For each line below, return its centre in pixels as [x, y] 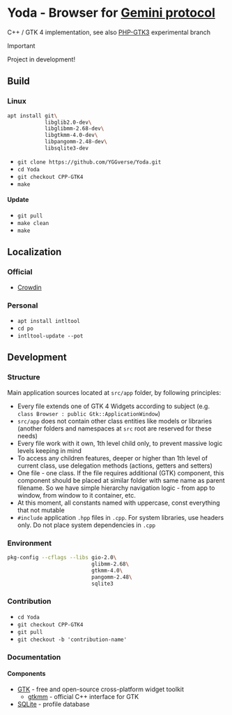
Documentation [34, 657]
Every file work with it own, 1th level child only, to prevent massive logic [120, 443]
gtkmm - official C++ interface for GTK [83, 696]
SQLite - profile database [53, 704]
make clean [33, 224]
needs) [28, 435]
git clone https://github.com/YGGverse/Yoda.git [89, 162]
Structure [24, 377]
